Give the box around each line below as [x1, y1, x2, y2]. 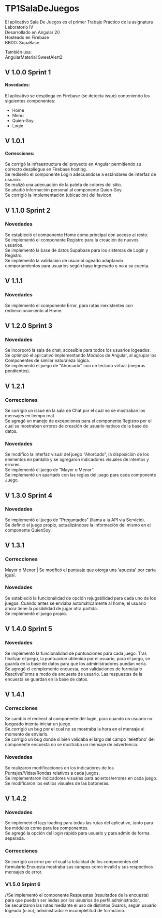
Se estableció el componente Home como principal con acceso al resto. [5, 232, 148, 238]
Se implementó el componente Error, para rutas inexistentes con [5, 302, 133, 308]
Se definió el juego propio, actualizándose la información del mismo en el [5, 522, 151, 527]
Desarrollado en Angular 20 [5, 29, 60, 35]
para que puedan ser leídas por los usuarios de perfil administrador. [5, 897, 140, 903]
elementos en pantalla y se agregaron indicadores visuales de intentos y [5, 457, 149, 462]
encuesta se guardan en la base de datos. [5, 676, 88, 682]
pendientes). [5, 368, 30, 374]
